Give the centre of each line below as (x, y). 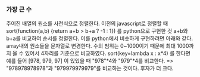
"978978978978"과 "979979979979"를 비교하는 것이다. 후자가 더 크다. (90, 68)
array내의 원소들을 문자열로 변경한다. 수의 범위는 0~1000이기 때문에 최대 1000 (98, 46)
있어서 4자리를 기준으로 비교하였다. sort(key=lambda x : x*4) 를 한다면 (107, 53)
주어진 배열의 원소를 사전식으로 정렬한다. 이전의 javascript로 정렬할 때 (87, 24)
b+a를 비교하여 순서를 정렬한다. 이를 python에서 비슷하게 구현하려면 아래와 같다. (100, 38)
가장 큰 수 (19, 9)
